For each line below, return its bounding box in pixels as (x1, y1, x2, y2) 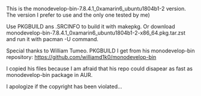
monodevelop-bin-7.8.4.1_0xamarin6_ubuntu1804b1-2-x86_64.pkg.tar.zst (6, 29, 186, 36)
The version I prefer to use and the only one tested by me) (6, 11, 150, 18)
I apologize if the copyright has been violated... (6, 83, 122, 90)
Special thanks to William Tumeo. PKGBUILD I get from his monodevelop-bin (6, 47, 195, 54)
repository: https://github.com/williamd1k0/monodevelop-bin (6, 54, 157, 60)
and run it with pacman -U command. (6, 36, 99, 42)
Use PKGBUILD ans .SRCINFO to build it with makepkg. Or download (6, 23, 175, 30)
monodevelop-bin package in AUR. (6, 72, 93, 78)
